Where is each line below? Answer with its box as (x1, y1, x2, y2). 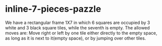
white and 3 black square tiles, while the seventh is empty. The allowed (5, 24, 150, 30)
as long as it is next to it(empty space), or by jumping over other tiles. (5, 35, 146, 41)
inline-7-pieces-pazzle (5, 3, 101, 15)
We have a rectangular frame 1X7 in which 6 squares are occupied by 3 (5, 20, 150, 25)
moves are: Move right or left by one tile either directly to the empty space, (5, 30, 158, 36)
